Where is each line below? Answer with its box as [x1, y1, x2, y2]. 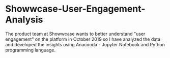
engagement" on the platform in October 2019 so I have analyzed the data [5, 36, 161, 42]
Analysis [5, 14, 43, 25]
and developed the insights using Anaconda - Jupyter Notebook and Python [5, 41, 165, 47]
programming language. [5, 47, 56, 53]
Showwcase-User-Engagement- [5, 3, 146, 15]
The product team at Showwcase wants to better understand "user [5, 31, 146, 37]
